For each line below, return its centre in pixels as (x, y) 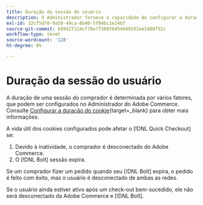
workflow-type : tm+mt (34, 34)
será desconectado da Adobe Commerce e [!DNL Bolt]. (75, 196)
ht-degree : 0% (24, 46)
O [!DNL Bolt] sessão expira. (50, 159)
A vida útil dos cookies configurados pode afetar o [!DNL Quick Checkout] (99, 128)
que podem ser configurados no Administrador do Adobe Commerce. (93, 104)
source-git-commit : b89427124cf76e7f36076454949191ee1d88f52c (86, 29)
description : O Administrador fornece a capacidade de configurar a (94, 18)
